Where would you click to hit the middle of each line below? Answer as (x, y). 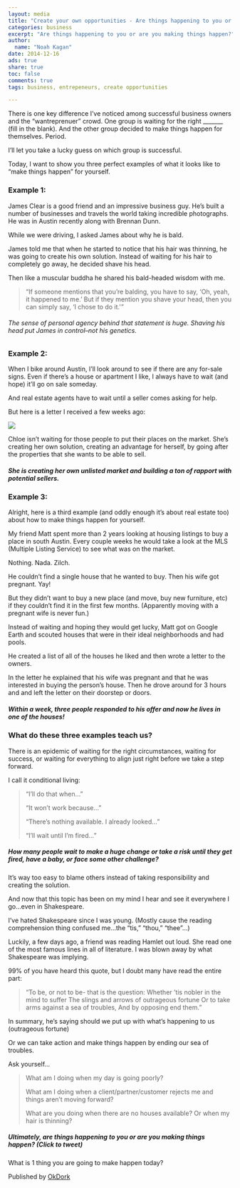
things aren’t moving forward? (69, 1099)
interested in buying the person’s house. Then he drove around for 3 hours (118, 685)
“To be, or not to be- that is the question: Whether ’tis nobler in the (123, 992)
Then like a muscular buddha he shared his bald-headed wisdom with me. (117, 278)
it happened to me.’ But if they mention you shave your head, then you (129, 299)
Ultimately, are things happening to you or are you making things (106, 1137)
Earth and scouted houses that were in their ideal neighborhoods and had (116, 635)
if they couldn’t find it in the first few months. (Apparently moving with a (114, 606)
